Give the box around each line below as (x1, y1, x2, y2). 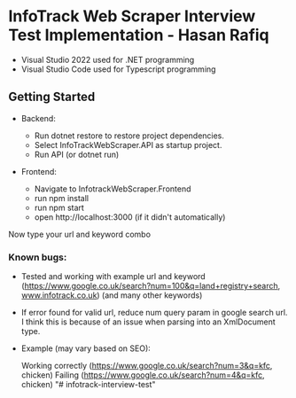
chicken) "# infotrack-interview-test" (20, 379, 156, 390)
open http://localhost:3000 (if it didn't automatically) (34, 211, 226, 222)
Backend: (20, 113, 57, 123)
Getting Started (8, 90, 96, 105)
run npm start (34, 202, 85, 213)
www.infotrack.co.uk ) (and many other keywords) (20, 290, 203, 300)
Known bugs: (8, 251, 67, 263)
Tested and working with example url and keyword (20, 271, 206, 282)
